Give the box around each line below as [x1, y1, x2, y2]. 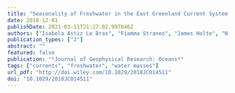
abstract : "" [7, 43, 46, 50]
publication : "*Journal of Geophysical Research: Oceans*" [7, 56, 184, 63]
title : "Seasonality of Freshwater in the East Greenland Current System [7, 10, 229, 17]
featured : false [7, 50, 55, 57]
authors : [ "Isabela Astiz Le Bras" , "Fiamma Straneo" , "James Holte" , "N [7, 29, 229, 37]
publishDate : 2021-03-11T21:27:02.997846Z [7, 23, 134, 30]
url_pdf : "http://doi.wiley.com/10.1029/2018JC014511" [7, 69, 172, 76]
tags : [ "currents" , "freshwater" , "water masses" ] [7, 62, 159, 69]
